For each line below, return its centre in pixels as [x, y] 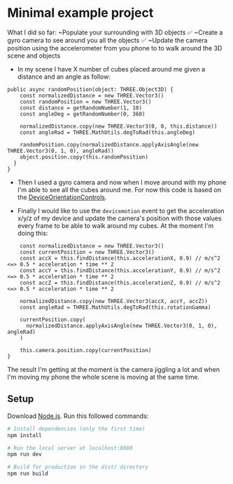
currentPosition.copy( [53, 320]
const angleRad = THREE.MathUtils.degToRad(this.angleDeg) [108, 132]
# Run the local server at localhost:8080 [70, 448]
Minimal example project [80, 13]
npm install [24, 435]
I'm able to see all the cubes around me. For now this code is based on [119, 189]
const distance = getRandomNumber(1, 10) [81, 108]
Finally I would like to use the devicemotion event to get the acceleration [121, 210]
